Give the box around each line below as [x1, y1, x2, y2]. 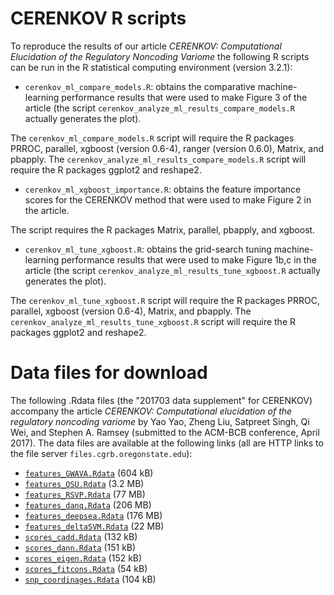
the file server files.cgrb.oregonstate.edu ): [10, 447, 193, 459]
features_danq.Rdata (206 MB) [24, 498, 152, 511]
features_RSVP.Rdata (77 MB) [24, 488, 146, 500]
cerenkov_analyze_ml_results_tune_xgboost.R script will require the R [10, 315, 296, 327]
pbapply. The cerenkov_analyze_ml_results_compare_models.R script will [10, 153, 307, 165]
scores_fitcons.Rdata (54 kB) [24, 562, 148, 574]
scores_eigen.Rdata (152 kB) [24, 552, 143, 564]
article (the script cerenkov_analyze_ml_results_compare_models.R [24, 102, 295, 114]
